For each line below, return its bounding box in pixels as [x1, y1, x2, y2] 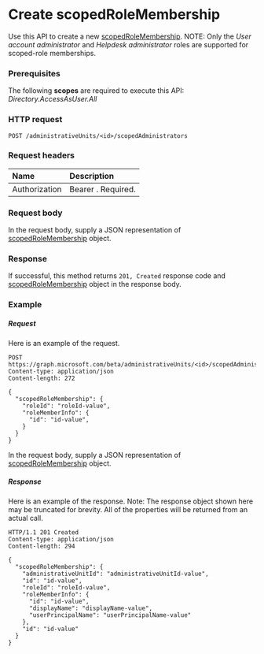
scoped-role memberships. [8, 48, 97, 58]
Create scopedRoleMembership [8, 6, 221, 24]
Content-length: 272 [8, 374, 76, 383]
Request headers [8, 150, 75, 161]
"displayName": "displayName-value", [28, 604, 153, 612]
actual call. [8, 514, 43, 523]
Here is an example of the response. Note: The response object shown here [8, 496, 254, 506]
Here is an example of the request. [8, 339, 120, 348]
